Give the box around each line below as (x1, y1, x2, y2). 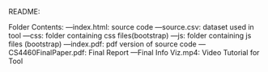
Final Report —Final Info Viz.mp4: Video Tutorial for (88, 48, 260, 57)
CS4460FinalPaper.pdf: (8, 48, 87, 57)
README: (8, 7, 40, 16)
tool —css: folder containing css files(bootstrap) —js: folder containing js (8, 31, 252, 40)
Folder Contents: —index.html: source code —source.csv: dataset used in (8, 22, 255, 31)
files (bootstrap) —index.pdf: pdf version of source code (8, 39, 197, 49)
